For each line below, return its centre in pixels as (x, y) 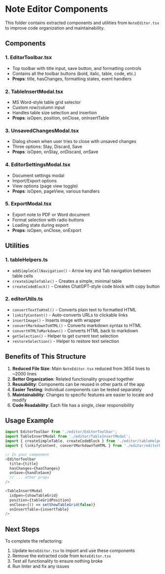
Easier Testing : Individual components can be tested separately (77, 389)
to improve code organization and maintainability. (55, 28)
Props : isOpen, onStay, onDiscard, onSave (55, 152)
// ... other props (29, 477)
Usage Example (29, 421)
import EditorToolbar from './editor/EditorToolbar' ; (61, 432)
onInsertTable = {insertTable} (39, 509)
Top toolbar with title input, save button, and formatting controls (77, 68)
